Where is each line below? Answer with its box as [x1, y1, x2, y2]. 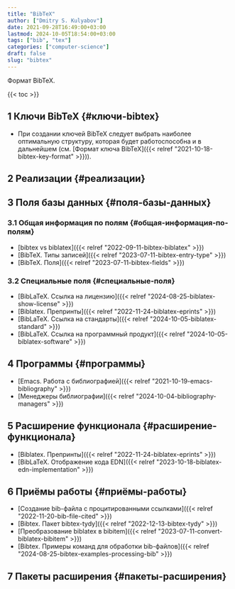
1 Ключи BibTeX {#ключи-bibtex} [7, 111, 160, 123]
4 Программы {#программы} [7, 358, 146, 370]
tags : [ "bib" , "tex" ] [7, 37, 72, 44]
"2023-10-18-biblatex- [155, 458, 222, 466]
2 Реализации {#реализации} [7, 172, 146, 185]
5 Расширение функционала [7, 420, 141, 432]
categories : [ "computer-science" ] [7, 43, 110, 50]
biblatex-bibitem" [17, 534, 69, 544]
